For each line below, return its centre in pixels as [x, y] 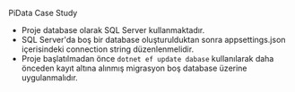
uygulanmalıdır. [49, 78]
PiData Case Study [43, 13]
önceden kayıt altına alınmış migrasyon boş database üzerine [134, 68]
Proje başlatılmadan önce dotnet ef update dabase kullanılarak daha [147, 59]
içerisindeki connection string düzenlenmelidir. [108, 49]
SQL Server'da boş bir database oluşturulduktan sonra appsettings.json [153, 40]
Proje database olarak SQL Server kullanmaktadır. [113, 30]
